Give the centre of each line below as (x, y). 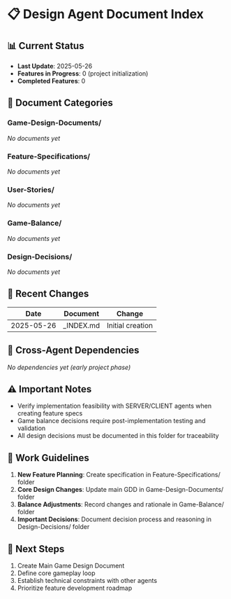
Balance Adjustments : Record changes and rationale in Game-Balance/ (121, 504)
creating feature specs (50, 413)
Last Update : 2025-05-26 (55, 66)
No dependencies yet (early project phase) (69, 367)
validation (31, 428)
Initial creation (130, 325)
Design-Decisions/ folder (53, 527)
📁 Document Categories (60, 103)
